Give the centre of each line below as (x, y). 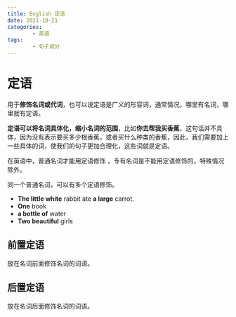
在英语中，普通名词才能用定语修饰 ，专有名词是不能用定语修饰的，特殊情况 (116, 161)
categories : (25, 27)
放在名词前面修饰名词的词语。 (50, 263)
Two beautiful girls (45, 221)
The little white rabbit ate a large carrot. (76, 199)
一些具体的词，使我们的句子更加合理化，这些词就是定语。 (90, 146)
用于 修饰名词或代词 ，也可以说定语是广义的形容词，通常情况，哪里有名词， (115, 104)
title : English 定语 (36, 14)
